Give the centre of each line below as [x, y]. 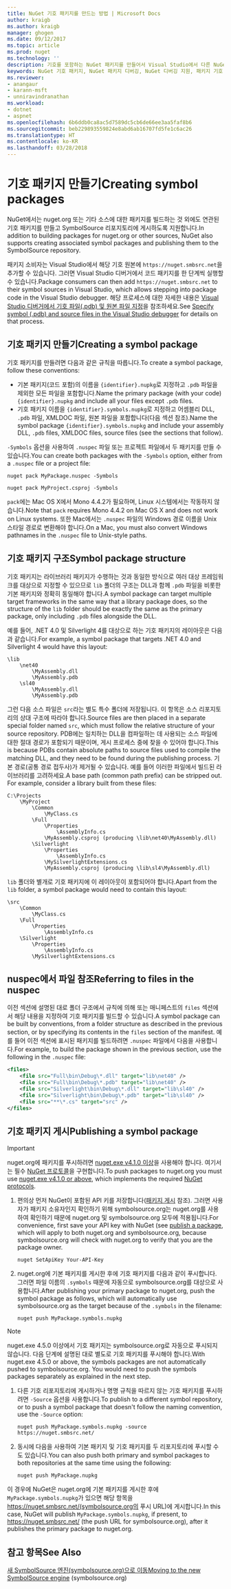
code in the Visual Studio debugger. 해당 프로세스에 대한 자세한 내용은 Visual [113, 298]
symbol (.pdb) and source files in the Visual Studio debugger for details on [112, 313]
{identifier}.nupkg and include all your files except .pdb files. [105, 401]
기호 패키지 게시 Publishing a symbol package [102, 1131]
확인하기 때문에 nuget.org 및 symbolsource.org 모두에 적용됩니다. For [124, 1218]
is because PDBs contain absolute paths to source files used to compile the [114, 750]
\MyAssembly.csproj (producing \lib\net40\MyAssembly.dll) [130, 838]
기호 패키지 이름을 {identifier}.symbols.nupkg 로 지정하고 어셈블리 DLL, [116, 409]
